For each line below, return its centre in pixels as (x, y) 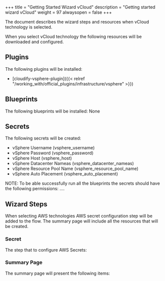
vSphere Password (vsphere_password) (53, 153)
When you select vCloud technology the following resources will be (73, 37)
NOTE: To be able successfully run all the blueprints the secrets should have (82, 183)
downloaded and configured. (34, 42)
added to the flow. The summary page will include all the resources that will (82, 221)
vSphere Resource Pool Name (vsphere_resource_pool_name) (75, 169)
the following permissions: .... (35, 189)
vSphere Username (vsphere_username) (53, 148)
